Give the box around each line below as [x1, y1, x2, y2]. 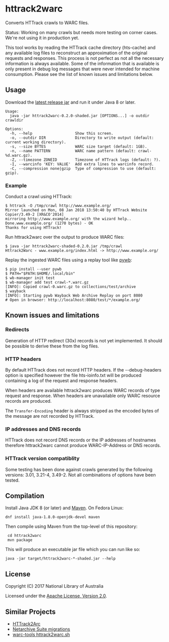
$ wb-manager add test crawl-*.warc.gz [5, 280, 89, 285]
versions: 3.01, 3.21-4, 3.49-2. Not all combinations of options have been [5, 472, 156, 478]
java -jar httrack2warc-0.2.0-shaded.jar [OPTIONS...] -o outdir [10, 113, 150, 118]
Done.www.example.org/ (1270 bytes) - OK [5, 221, 94, 226]
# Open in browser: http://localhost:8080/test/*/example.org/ [5, 298, 141, 303]
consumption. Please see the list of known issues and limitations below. [5, 71, 153, 77]
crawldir [5, 118, 24, 123]
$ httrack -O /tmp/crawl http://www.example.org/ [5, 203, 112, 209]
